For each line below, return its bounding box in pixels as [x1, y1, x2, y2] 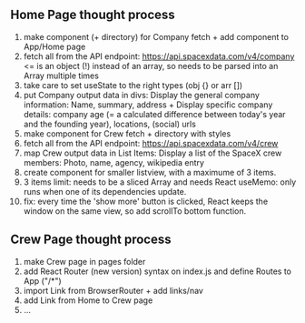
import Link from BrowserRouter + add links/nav [23, 285, 203, 296]
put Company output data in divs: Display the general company [23, 89, 260, 100]
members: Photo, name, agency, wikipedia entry [23, 156, 205, 167]
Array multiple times [23, 70, 99, 81]
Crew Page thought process [10, 232, 172, 247]
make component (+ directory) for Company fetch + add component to [23, 31, 290, 42]
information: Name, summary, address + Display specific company [23, 99, 273, 110]
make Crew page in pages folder [23, 256, 146, 267]
